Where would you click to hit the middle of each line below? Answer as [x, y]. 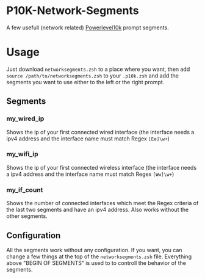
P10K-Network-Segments [73, 11]
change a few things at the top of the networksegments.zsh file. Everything [99, 256]
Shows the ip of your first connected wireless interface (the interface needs [102, 167]
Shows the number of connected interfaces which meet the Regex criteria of [103, 203]
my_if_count [25, 190]
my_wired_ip [25, 118]
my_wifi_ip [22, 154]
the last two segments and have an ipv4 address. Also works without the [98, 210]
